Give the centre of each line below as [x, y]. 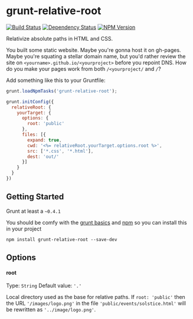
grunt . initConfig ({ [30, 101]
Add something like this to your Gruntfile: [56, 80]
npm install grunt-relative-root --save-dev [62, 239]
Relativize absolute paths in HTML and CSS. [60, 38]
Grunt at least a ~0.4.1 [33, 211]
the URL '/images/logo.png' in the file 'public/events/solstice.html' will [96, 303]
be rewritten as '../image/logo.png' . [51, 310]
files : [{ [34, 135]
